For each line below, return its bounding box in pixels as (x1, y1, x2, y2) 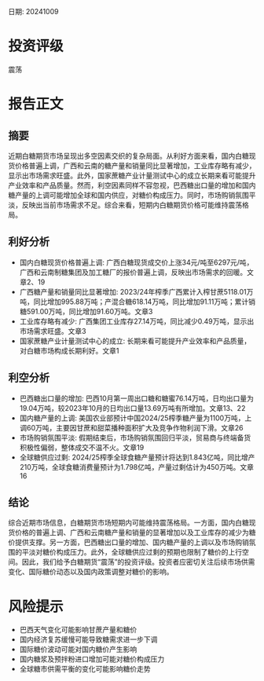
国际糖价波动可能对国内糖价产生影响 (19, 645, 137, 654)
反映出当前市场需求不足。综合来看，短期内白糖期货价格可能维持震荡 (21, 200, 242, 210)
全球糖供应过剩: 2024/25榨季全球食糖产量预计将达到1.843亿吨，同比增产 (19, 452, 255, 462)
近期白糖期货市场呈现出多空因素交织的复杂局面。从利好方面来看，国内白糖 (8, 151, 249, 160)
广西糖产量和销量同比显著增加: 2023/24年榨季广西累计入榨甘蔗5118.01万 (19, 287, 254, 296)
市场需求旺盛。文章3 (19, 326, 86, 335)
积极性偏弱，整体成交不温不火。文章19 (19, 442, 145, 452)
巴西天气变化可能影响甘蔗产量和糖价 (19, 625, 137, 635)
